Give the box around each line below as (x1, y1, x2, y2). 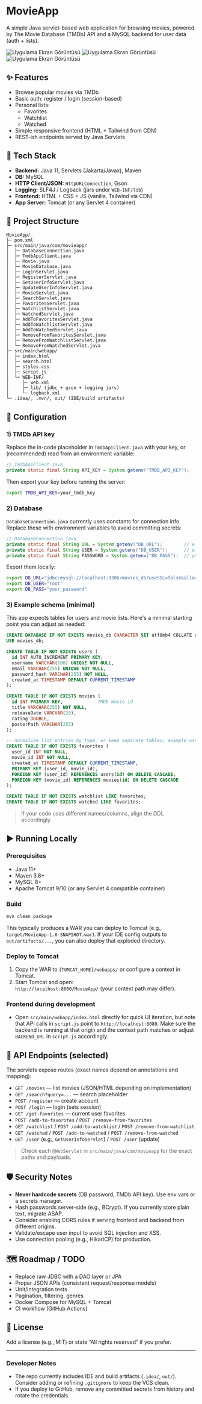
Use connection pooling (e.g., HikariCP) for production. (14, 1236, 152, 1243)
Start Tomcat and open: (14, 979, 74, 986)
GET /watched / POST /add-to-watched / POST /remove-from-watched (14, 1129, 179, 1137)
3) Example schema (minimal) (6, 601, 95, 609)
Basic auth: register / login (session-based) (14, 95, 122, 102)
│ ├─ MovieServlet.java (6, 290, 69, 296)
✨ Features (6, 72, 49, 83)
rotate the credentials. (14, 1392, 70, 1399)
